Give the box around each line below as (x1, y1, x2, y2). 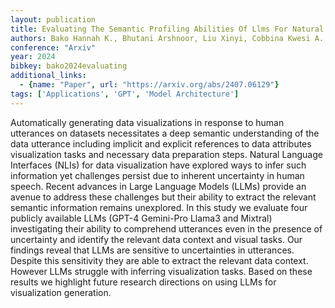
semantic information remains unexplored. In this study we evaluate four (10, 201, 308, 213)
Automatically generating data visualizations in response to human (10, 116, 285, 128)
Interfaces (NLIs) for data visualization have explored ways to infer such (10, 159, 307, 171)
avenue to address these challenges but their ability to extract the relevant (10, 191, 317, 203)
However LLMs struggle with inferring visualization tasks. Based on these (10, 265, 313, 277)
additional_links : (10, 71, 87, 81)
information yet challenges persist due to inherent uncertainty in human (10, 169, 305, 181)
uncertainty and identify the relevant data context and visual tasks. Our (10, 233, 303, 245)
